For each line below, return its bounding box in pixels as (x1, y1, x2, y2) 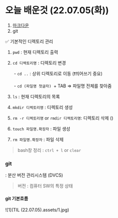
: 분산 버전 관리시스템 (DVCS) (5, 172, 63, 178)
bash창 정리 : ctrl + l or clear (17, 147, 81, 153)
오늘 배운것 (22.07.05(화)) (5, 5, 109, 16)
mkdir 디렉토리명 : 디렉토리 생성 (12, 104, 73, 110)
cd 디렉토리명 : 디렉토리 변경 (12, 60, 66, 66)
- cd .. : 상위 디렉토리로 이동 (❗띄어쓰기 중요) (14, 70, 103, 76)
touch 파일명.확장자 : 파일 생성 (12, 126, 70, 132)
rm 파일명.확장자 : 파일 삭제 (12, 136, 64, 142)
